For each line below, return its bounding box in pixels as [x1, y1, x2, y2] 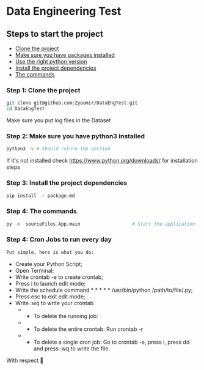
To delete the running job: [33, 312, 99, 319]
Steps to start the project [6, 29, 104, 39]
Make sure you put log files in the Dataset [6, 117, 111, 124]
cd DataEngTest [6, 106, 45, 112]
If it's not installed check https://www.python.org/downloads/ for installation [6, 157, 198, 165]
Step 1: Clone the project [6, 86, 81, 94]
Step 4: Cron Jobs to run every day [6, 235, 112, 244]
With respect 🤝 [6, 357, 44, 364]
